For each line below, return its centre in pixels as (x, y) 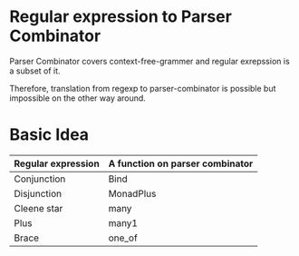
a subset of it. (35, 71)
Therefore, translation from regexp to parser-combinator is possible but (143, 88)
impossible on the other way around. (78, 98)
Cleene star (39, 208)
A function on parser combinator (181, 163)
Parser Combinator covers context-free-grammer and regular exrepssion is (149, 61)
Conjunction (40, 179)
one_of (123, 238)
